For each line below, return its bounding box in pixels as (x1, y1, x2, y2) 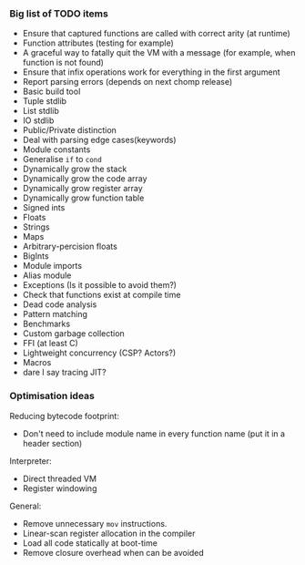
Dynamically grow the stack (22, 163, 127, 175)
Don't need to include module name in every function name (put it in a (22, 427, 285, 439)
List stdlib (22, 106, 59, 117)
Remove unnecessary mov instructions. (22, 518, 168, 529)
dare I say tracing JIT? (22, 367, 107, 378)
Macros (22, 357, 52, 368)
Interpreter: (9, 455, 52, 467)
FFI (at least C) (22, 338, 79, 349)
